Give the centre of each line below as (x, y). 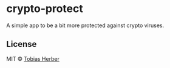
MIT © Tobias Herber (33, 58)
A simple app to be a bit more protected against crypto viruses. (85, 25)
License (22, 44)
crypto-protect (45, 9)
